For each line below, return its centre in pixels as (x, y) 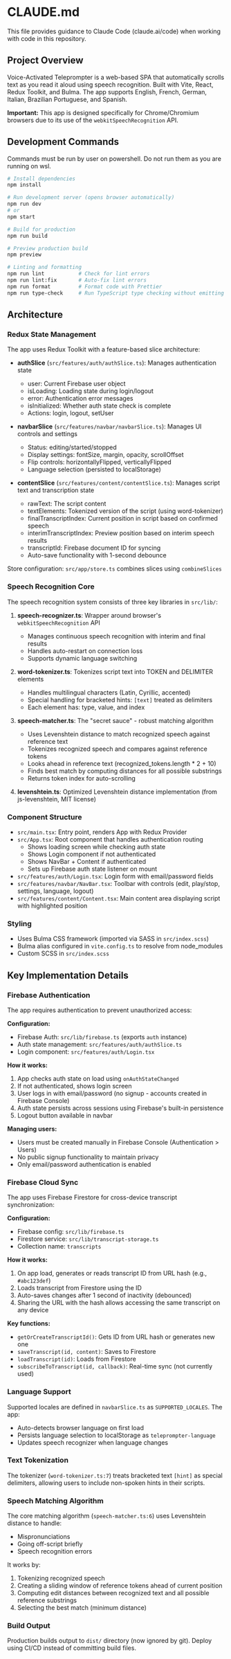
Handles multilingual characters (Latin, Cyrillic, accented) (109, 692)
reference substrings (47, 1600)
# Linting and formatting (44, 268)
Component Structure (45, 817)
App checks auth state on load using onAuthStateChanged (98, 1078)
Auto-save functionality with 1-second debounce (97, 555)
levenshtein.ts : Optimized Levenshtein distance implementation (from (117, 792)
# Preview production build (48, 248)
